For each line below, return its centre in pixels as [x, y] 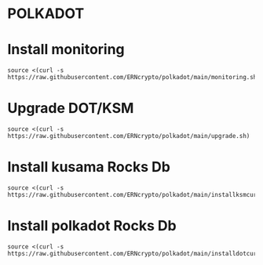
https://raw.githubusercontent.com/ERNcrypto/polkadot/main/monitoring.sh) [134, 78]
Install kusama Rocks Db [89, 167]
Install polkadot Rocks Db [92, 226]
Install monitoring [66, 50]
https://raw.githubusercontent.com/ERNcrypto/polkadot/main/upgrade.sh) [129, 136]
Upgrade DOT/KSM [71, 109]
